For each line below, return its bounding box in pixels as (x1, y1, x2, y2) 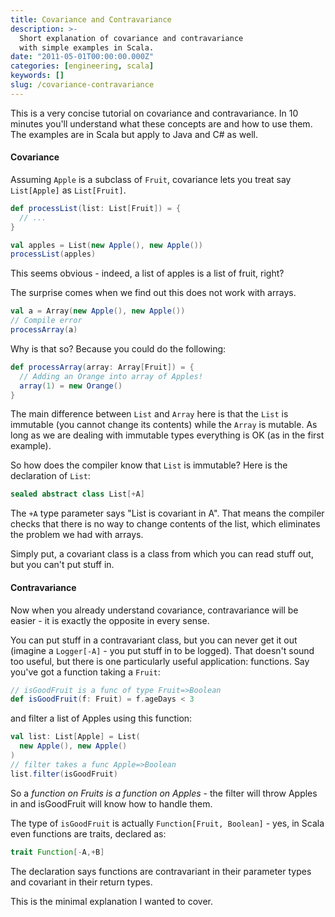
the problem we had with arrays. (10, 529, 144, 541)
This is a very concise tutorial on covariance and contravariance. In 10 (10, 107, 299, 119)
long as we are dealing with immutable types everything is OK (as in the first (10, 429, 325, 441)
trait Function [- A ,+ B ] (10, 847, 105, 857)
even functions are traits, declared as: (10, 827, 167, 840)
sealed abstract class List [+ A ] (10, 489, 145, 500)
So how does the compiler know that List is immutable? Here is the (10, 459, 288, 471)
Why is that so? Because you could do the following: (10, 342, 227, 355)
